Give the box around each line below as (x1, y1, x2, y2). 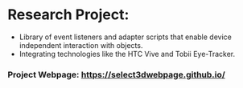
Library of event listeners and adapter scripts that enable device (19, 32, 233, 42)
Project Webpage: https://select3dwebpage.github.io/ (7, 69, 226, 80)
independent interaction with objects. (19, 40, 143, 50)
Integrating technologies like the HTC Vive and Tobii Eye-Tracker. (19, 49, 236, 58)
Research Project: (7, 6, 130, 24)
